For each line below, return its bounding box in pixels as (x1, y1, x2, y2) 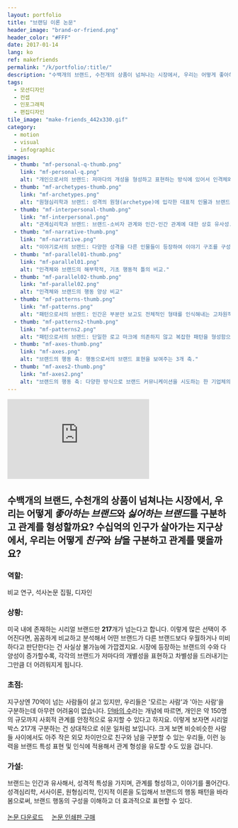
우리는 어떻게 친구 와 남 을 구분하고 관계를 (29, 534, 195, 546)
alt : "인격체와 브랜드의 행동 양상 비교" (20, 288, 123, 296)
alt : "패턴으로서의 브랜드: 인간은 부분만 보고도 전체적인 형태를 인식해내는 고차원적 (20, 311, 232, 318)
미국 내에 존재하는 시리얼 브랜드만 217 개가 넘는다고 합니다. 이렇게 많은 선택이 (7, 625, 220, 634)
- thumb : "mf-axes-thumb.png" (13, 341, 103, 348)
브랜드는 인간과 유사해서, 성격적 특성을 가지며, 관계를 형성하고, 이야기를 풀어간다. (7, 779, 230, 788)
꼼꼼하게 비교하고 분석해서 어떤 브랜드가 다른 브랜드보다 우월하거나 (33, 634, 217, 642)
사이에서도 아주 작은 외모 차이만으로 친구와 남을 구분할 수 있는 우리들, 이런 (14, 733, 219, 741)
